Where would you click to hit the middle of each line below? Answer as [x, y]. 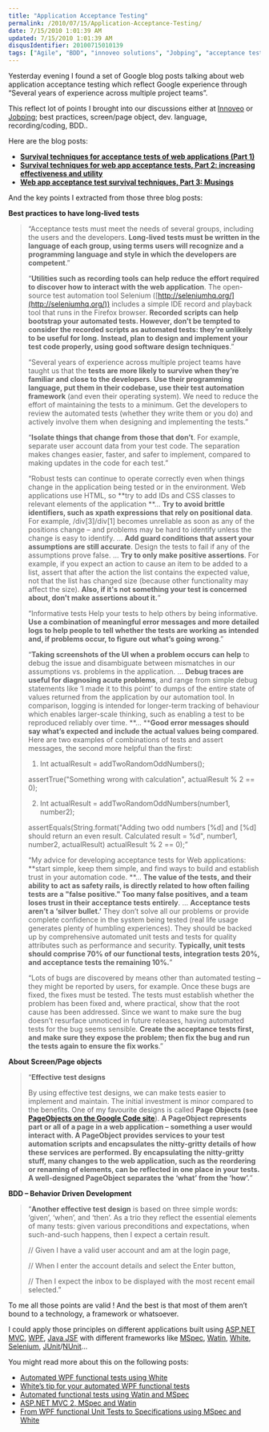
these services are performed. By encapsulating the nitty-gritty [136, 1152]
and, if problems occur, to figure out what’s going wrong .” [126, 639]
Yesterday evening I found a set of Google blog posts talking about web [126, 76]
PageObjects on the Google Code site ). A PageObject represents [137, 1118]
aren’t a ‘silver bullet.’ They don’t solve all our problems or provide [139, 911]
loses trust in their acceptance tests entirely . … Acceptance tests [139, 903]
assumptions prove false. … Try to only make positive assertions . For [143, 555]
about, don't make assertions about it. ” [94, 598]
